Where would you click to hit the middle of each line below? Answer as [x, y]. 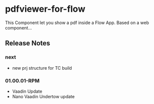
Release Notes [28, 43]
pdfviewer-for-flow [45, 9]
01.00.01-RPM [22, 80]
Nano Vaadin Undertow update [43, 96]
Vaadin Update [27, 91]
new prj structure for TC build [42, 68]
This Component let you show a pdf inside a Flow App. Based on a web [77, 23]
